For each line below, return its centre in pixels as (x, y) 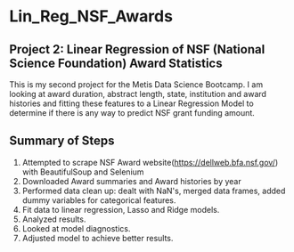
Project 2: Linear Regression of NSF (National (137, 49)
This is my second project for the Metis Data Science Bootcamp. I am (136, 85)
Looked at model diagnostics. (76, 228)
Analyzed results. (54, 219)
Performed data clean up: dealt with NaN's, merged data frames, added (154, 191)
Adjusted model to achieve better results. (98, 238)
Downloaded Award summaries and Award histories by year (132, 181)
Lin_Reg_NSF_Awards (91, 16)
